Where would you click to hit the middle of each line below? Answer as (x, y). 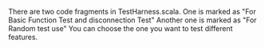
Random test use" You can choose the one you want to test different (121, 28)
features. (23, 37)
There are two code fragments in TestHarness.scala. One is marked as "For (132, 12)
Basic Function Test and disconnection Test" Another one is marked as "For (132, 20)
